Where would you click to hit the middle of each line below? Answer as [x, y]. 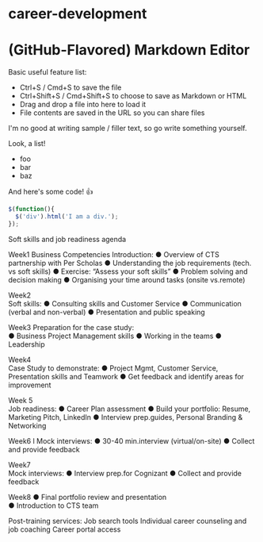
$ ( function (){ [32, 209]
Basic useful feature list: [48, 72]
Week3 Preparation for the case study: [71, 327]
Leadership [27, 344]
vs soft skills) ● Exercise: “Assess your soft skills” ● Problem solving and [128, 271]
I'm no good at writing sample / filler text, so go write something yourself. [128, 129]
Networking [27, 425]
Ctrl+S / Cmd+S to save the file [71, 87]
